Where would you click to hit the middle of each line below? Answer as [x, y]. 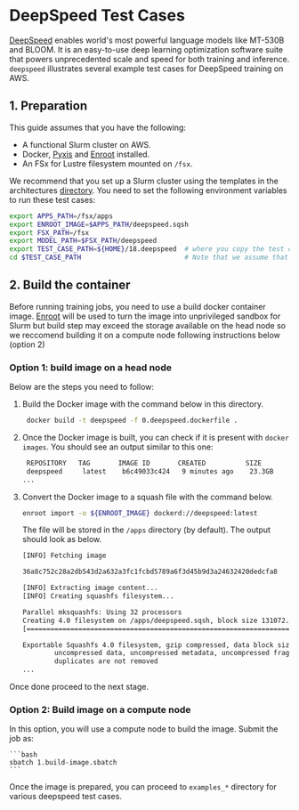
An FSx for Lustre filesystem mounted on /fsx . [107, 163]
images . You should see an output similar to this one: [117, 447]
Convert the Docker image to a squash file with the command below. [147, 497]
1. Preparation [48, 106]
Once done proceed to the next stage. [79, 687]
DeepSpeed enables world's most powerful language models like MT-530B [147, 40]
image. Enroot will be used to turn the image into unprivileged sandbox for [145, 316]
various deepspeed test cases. [66, 797]
